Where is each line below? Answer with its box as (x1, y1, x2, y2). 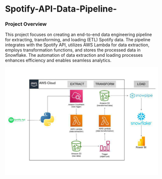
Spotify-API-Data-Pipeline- (5, 3, 117, 15)
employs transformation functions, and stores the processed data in (5, 47, 141, 53)
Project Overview (5, 21, 47, 28)
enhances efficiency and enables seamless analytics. (5, 57, 112, 64)
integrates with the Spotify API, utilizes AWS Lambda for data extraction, (5, 42, 149, 48)
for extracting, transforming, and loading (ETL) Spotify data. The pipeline (5, 37, 151, 43)
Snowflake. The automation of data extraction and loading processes (5, 52, 143, 58)
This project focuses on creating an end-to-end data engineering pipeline (5, 32, 152, 37)
